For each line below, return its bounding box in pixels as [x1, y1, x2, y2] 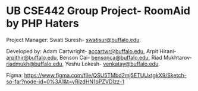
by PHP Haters [6, 17, 79, 30]
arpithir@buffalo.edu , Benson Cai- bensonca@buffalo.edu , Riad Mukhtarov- [6, 54, 192, 61]
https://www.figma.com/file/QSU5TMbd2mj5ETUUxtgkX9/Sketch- [24, 71, 187, 79]
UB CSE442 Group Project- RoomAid [6, 4, 190, 18]
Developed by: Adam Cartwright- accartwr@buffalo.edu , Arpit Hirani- [6, 47, 177, 54]
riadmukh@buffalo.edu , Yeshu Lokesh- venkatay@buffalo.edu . [6, 60, 161, 67]
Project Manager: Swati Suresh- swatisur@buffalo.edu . [6, 36, 142, 43]
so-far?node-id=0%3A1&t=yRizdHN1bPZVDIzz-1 [6, 78, 125, 85]
